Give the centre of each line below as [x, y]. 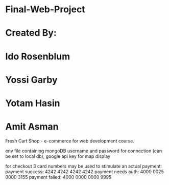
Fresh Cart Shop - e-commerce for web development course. [70, 141]
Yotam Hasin [33, 103]
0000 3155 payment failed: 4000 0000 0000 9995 [58, 177]
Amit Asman [32, 127]
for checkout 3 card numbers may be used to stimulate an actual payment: [84, 166]
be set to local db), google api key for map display [58, 156]
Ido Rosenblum [38, 56]
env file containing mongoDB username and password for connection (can [84, 151]
